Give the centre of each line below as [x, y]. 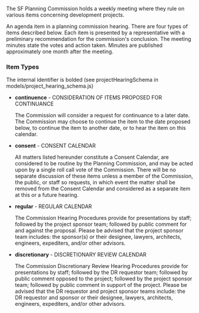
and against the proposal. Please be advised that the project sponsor [99, 231]
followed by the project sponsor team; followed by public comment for [101, 224]
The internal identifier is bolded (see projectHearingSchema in [82, 80]
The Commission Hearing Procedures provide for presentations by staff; [103, 218]
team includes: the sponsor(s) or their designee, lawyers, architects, [98, 237]
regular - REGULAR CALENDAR [53, 206]
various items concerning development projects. [65, 15]
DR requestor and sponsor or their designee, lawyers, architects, [94, 298]
